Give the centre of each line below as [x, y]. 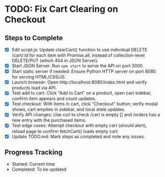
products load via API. [34, 88]
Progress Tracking [34, 152]
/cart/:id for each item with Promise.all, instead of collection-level [78, 55]
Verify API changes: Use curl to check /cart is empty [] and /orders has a [86, 115]
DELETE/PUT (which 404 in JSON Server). [55, 61]
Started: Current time [33, 164]
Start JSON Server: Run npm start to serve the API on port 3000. [78, 66]
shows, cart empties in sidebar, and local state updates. [68, 109]
